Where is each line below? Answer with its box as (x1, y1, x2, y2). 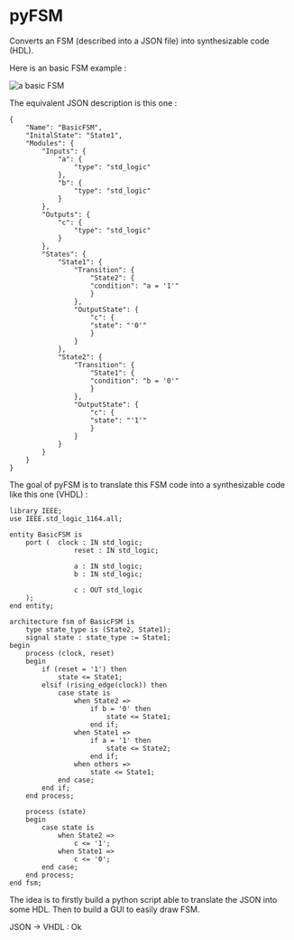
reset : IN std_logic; (73, 546, 160, 555)
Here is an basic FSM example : (9, 62, 127, 73)
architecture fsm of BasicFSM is (9, 617, 135, 626)
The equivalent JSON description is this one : (9, 97, 178, 109)
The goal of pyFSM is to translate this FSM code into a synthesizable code (9, 479, 286, 489)
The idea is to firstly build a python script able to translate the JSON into (9, 894, 278, 905)
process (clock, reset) (25, 649, 115, 658)
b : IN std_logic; (73, 569, 143, 579)
